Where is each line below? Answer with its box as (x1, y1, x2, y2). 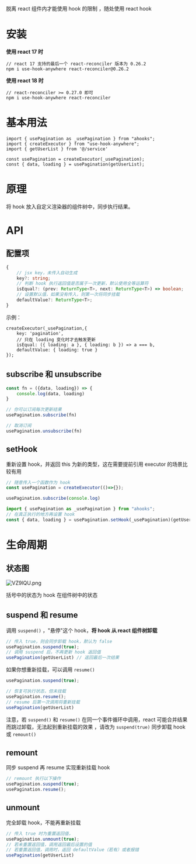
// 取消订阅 (6, 423, 32, 428)
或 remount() (6, 730, 37, 738)
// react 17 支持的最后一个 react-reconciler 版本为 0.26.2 (6, 61, 146, 67)
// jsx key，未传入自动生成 (16, 269, 78, 276)
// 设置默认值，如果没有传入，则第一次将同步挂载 (16, 292, 120, 298)
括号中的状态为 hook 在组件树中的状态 (6, 591, 98, 598)
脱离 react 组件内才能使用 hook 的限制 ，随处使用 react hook (6, 5, 152, 12)
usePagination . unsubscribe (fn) (6, 428, 82, 434)
